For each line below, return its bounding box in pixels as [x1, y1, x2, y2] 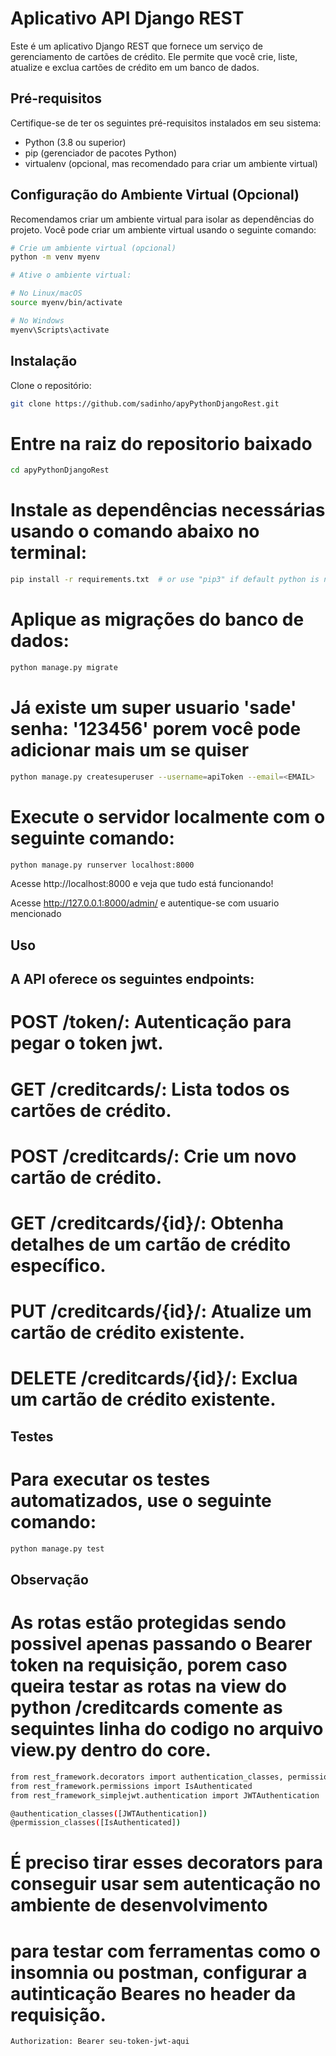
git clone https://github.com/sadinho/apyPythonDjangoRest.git [10, 398, 280, 409]
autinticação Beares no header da [10, 1982, 297, 2005]
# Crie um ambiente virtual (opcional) [10, 243, 177, 253]
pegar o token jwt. [10, 1032, 164, 1055]
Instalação [10, 353, 78, 370]
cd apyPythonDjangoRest [10, 465, 110, 476]
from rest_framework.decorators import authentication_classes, [10, 1772, 284, 1782]
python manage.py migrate [10, 662, 118, 672]
